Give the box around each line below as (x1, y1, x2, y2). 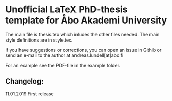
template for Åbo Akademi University (5, 14, 167, 26)
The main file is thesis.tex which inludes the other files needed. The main (5, 31, 160, 37)
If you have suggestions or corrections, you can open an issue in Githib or (5, 47, 162, 53)
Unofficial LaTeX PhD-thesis (5, 4, 128, 15)
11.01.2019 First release (5, 91, 54, 97)
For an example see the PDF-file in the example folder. (5, 62, 121, 68)
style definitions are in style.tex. (5, 37, 73, 43)
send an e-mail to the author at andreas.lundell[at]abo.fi (5, 52, 124, 58)
